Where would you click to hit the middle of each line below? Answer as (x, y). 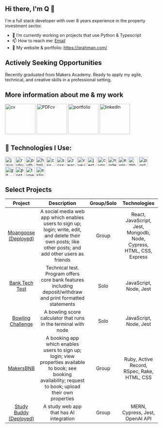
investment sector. (24, 26)
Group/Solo (103, 203)
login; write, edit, (62, 230)
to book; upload (62, 387)
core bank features (62, 280)
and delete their (62, 236)
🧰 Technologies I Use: (38, 148)
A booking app (62, 338)
